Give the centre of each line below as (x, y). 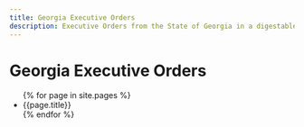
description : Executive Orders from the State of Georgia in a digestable (153, 26)
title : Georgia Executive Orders (72, 18)
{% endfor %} (48, 114)
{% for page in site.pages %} (76, 95)
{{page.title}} (47, 105)
